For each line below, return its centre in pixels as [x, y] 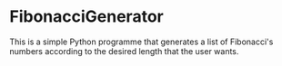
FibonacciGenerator [86, 17]
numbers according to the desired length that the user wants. [124, 51]
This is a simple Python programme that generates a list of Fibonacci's [141, 42]
